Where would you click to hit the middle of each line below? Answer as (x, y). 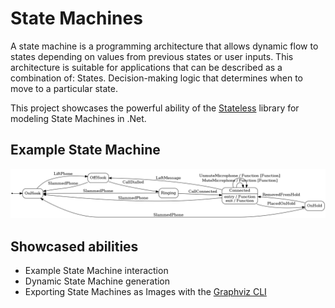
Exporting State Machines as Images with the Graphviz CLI (145, 292)
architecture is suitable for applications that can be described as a (146, 67)
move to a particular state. (64, 88)
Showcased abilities (74, 246)
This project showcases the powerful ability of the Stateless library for (155, 108)
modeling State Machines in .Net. (78, 118)
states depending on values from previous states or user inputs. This (152, 56)
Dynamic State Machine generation (97, 281)
